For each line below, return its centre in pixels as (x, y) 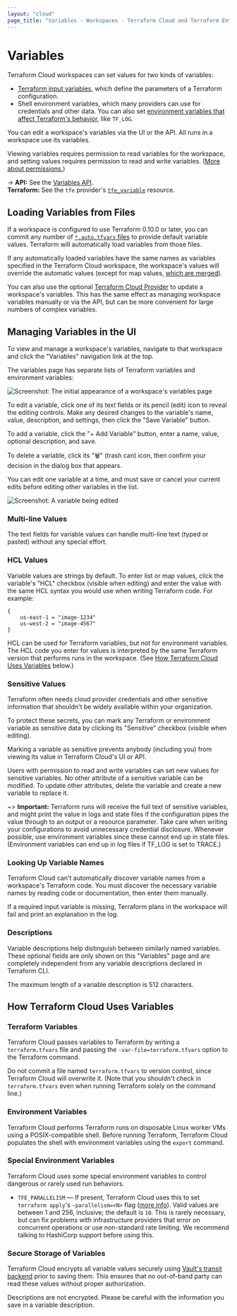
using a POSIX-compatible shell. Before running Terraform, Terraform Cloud (117, 1135)
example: (20, 598)
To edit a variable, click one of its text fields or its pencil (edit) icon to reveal (117, 405)
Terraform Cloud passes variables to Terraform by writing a (93, 1042)
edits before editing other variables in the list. (73, 487)
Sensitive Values (37, 684)
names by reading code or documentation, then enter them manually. (108, 893)
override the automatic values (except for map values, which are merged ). (115, 273)
